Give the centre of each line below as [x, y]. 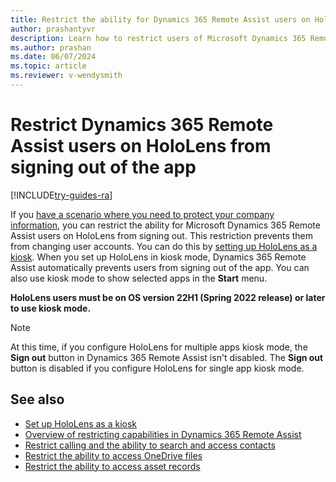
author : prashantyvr [53, 29]
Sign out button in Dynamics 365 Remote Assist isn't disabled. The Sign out [167, 357]
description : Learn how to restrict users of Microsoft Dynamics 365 [158, 38]
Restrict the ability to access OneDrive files [113, 455]
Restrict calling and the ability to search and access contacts [150, 445]
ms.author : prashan [51, 47]
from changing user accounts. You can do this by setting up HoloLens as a [164, 246]
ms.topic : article [48, 66]
